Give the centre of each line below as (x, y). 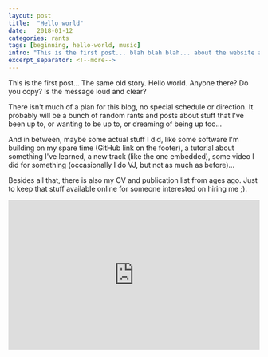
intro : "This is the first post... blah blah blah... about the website (132, 53)
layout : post (30, 16)
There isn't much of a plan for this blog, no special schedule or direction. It (131, 107)
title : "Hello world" (46, 23)
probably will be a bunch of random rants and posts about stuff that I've (126, 115)
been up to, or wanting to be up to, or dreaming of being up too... (115, 124)
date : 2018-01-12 (41, 30)
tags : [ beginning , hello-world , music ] (75, 46)
